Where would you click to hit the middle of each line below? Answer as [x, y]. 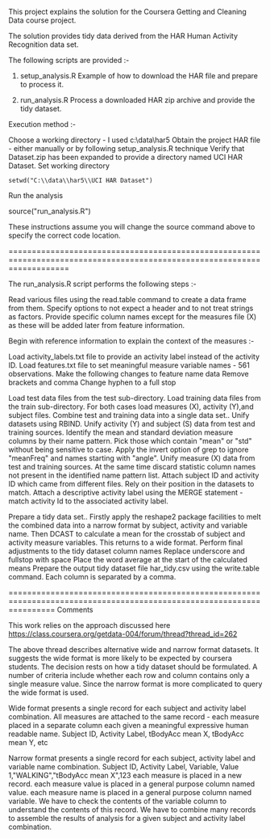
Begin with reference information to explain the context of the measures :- [131, 341]
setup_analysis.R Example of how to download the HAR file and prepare [139, 76]
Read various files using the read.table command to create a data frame [128, 299]
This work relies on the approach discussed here [89, 625]
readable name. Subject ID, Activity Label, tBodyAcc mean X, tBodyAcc [126, 734]
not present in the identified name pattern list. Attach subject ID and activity [134, 475]
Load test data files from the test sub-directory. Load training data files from [135, 398]
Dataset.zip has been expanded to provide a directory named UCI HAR [126, 157]
